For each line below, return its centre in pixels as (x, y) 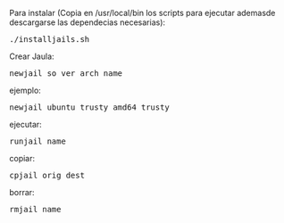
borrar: (22, 192)
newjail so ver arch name (66, 74)
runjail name (38, 141)
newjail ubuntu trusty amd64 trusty (89, 107)
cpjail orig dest (47, 175)
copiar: (22, 158)
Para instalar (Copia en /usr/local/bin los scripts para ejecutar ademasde (142, 13)
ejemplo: (25, 90)
